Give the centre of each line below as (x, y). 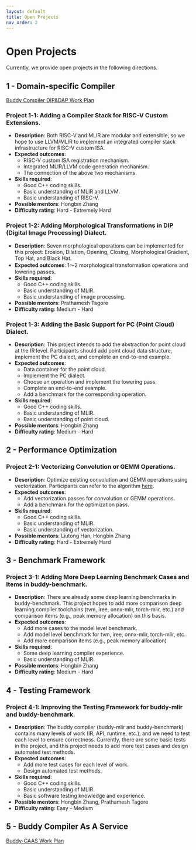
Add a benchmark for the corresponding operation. (85, 394)
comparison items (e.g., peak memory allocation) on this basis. (90, 616)
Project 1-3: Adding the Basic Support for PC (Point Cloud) (90, 324)
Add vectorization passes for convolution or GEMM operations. (99, 498)
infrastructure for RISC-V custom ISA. (60, 148)
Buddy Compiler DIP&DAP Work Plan (50, 100)
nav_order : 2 (22, 22)
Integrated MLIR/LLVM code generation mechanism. (86, 167)
